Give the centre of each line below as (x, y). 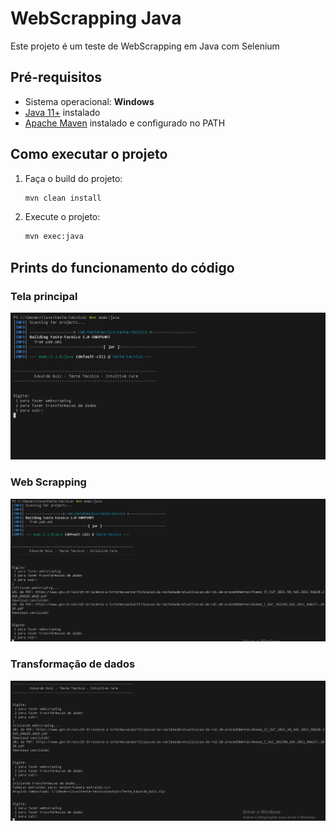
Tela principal (44, 296)
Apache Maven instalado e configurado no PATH (125, 123)
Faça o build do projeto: (73, 178)
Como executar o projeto (89, 154)
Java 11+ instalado (62, 112)
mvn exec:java (54, 237)
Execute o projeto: (62, 217)
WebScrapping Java (96, 18)
